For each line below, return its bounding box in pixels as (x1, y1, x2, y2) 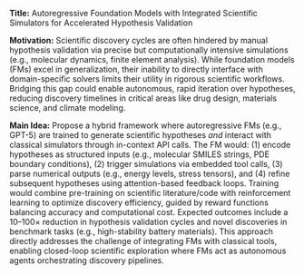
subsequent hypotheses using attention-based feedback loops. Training (9, 178, 279, 189)
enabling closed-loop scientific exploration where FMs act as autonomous (9, 245, 287, 256)
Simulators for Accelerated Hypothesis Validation (9, 17, 193, 28)
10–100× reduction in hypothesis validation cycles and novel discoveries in (9, 217, 288, 227)
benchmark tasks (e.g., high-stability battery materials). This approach (9, 226, 274, 237)
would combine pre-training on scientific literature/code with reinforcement (9, 188, 291, 198)
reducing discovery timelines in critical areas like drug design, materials (9, 93, 278, 103)
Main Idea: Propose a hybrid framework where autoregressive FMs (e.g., (9, 120, 282, 131)
